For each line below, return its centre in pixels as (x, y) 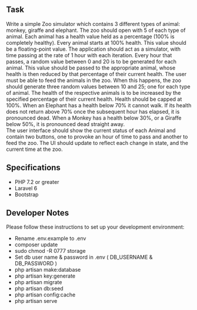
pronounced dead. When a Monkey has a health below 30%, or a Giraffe (94, 118)
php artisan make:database (48, 270)
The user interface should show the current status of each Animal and (91, 130)
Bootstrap (26, 194)
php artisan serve (36, 301)
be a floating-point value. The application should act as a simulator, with (94, 49)
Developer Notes (38, 213)
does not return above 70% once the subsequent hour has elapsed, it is (93, 111)
